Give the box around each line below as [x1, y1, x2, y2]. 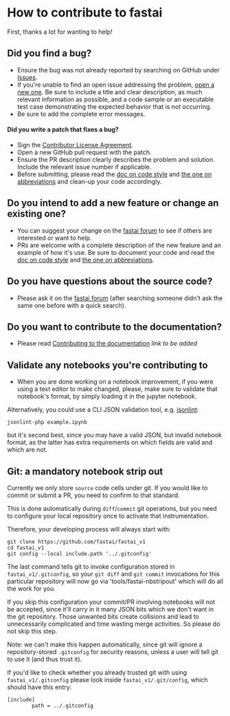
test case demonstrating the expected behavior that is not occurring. [16, 102, 212, 111]
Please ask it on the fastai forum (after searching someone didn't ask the [16, 294, 223, 302]
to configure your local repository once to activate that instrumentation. [7, 512, 209, 520]
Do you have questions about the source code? [7, 275, 213, 287]
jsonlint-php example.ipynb [7, 419, 88, 426]
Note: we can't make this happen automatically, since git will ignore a [7, 640, 203, 649]
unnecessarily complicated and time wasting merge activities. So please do [7, 620, 221, 628]
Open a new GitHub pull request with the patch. [16, 148, 152, 156]
